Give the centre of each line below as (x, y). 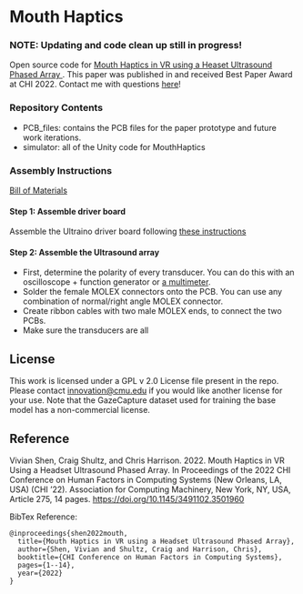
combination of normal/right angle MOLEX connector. (123, 301)
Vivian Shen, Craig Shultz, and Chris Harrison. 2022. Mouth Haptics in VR (147, 460)
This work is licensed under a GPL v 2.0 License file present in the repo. (144, 381)
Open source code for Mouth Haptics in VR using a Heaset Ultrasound (141, 65)
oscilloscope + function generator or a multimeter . (116, 282)
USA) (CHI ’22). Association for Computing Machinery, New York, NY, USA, (150, 489)
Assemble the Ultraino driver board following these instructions (128, 232)
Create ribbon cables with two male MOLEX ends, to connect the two (152, 311)
